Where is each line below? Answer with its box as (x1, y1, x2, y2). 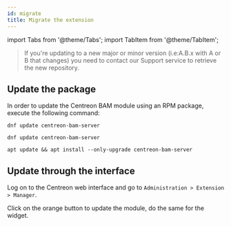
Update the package (7, 83, 97, 95)
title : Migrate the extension (7, 17, 94, 23)
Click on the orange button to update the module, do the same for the (7, 204, 205, 212)
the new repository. (23, 63, 79, 72)
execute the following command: (7, 109, 100, 117)
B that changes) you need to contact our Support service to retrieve (23, 56, 217, 64)
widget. (7, 212, 29, 220)
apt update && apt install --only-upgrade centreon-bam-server (7, 146, 193, 154)
